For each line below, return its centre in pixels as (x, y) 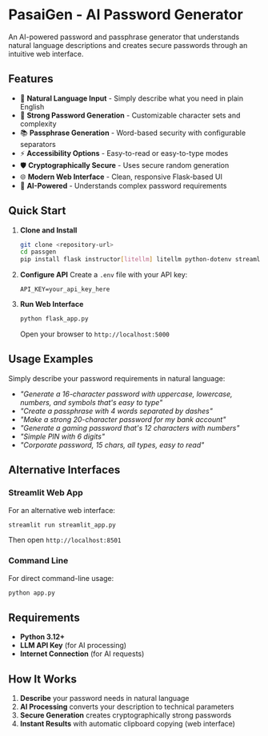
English (32, 106)
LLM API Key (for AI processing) (73, 646)
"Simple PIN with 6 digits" (62, 436)
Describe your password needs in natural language (104, 698)
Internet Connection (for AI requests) (82, 654)
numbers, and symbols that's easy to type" (91, 402)
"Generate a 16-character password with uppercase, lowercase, (126, 394)
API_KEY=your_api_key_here (65, 289)
